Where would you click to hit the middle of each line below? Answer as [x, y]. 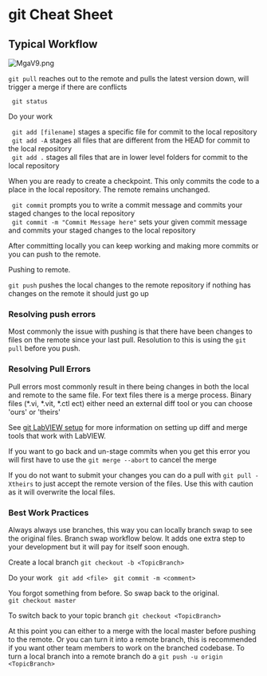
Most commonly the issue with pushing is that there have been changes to [130, 331]
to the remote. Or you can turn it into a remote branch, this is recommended [132, 639]
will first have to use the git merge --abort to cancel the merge [112, 459]
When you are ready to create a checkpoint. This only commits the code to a [134, 181]
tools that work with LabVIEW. [57, 436]
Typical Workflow [53, 44]
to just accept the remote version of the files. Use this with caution [144, 483]
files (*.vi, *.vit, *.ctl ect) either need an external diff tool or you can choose [130, 403]
